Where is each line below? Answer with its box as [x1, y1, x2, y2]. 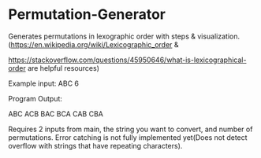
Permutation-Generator [8, 6, 166, 24]
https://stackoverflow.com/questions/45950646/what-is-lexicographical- [8, 55, 247, 64]
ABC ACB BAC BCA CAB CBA [8, 108, 104, 119]
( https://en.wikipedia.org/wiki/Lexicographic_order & [8, 39, 179, 49]
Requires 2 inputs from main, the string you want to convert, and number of [8, 124, 253, 134]
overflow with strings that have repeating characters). [8, 141, 183, 150]
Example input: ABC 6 [8, 79, 79, 88]
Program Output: [8, 94, 63, 103]
